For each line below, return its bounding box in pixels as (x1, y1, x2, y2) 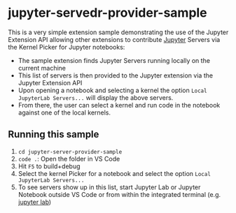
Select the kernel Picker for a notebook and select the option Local (18, 169, 211, 177)
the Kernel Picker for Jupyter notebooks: (8, 43, 125, 51)
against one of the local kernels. (18, 108, 111, 117)
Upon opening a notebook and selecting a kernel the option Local (18, 86, 207, 94)
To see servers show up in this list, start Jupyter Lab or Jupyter (18, 183, 201, 191)
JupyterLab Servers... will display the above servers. (18, 93, 174, 102)
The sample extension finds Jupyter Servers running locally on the (18, 56, 211, 64)
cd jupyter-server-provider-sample (18, 148, 123, 155)
